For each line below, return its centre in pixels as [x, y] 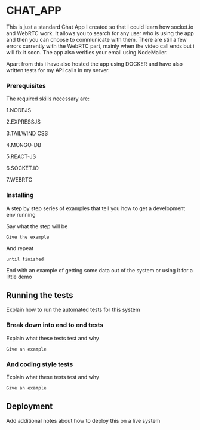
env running [21, 214]
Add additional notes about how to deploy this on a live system [83, 420]
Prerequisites [26, 85]
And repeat [20, 248]
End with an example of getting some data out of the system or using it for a [99, 270]
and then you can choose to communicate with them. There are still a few [96, 39]
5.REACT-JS [21, 156]
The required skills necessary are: [48, 99]
